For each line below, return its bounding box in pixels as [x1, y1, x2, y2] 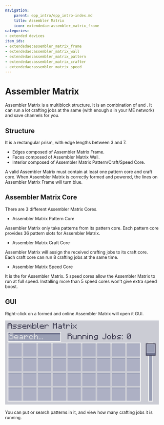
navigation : [5, 8, 29, 13]
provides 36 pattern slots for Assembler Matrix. [5, 230, 100, 236]
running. [5, 415, 22, 421]
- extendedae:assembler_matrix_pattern [5, 54, 86, 59]
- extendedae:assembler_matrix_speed [5, 64, 82, 69]
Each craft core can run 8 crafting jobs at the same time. [5, 254, 119, 260]
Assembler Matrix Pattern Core [12, 215, 75, 221]
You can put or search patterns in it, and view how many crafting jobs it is [5, 409, 153, 415]
